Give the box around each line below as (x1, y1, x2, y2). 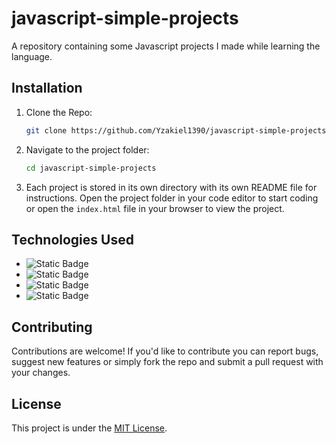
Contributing (11, 318, 93, 336)
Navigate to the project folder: (25, 143, 150, 156)
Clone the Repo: (25, 106, 93, 118)
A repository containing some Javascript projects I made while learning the (11, 40, 321, 52)
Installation (11, 80, 83, 97)
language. (11, 50, 53, 62)
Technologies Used (11, 231, 134, 248)
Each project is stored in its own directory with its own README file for (25, 181, 318, 193)
